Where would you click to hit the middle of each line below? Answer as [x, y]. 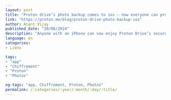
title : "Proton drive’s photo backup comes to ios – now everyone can [82, 15]
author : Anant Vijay [27, 24]
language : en [19, 39]
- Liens [13, 48]
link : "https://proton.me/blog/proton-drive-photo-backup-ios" [74, 19]
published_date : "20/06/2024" [37, 29]
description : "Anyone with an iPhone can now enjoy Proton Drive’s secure [86, 34]
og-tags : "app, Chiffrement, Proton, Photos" [54, 85]
